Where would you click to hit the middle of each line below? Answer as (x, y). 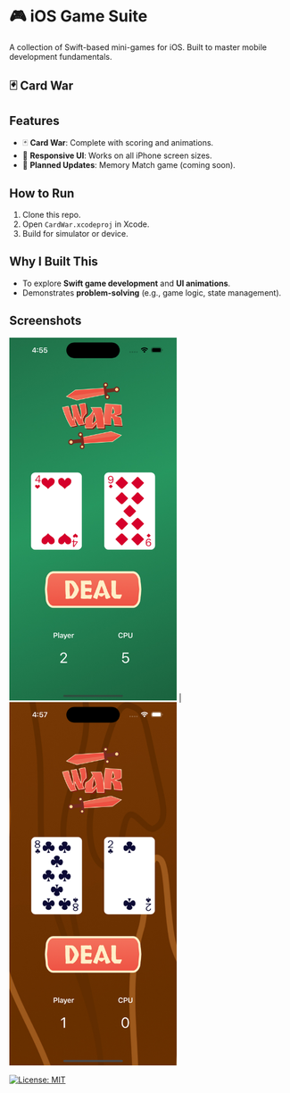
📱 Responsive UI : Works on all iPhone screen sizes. (117, 155)
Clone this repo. (51, 214)
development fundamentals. (61, 56)
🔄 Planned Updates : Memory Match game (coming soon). (129, 165)
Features (34, 121)
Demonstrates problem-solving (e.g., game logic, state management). (152, 292)
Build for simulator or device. (75, 233)
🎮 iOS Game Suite (79, 17)
